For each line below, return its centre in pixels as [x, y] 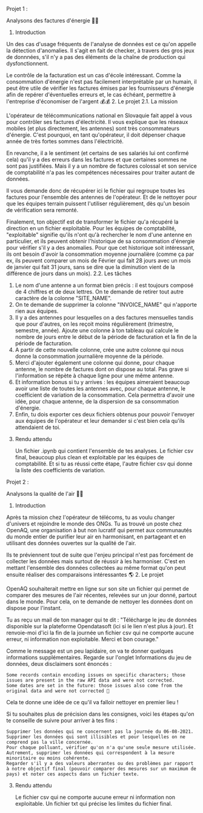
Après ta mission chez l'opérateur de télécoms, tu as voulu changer [91, 517]
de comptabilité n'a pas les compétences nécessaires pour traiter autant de [101, 172]
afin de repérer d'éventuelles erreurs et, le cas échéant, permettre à [91, 94]
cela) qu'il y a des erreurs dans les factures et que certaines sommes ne [96, 160]
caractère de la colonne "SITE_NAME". [63, 298]
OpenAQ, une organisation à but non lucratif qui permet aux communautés [99, 530]
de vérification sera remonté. [42, 210]
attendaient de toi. [38, 427]
